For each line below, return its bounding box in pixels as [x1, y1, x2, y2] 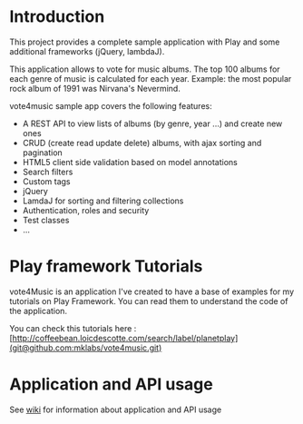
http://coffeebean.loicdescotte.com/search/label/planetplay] [12, 332, 239, 343]
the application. [9, 305, 68, 316]
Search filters [22, 166, 73, 177]
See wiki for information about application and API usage [9, 404, 222, 415]
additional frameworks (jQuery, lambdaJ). [9, 45, 165, 56]
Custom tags [22, 175, 71, 187]
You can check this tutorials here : [9, 322, 137, 333]
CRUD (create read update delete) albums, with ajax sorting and [22, 137, 262, 148]
